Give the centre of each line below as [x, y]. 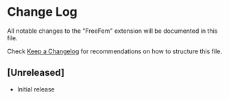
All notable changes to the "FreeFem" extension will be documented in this [112, 31]
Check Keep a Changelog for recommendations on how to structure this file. [115, 51]
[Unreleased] [36, 73]
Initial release [36, 89]
